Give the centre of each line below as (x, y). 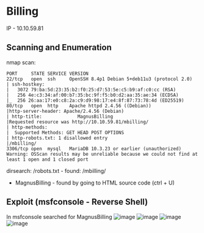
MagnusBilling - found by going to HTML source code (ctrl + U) (95, 183)
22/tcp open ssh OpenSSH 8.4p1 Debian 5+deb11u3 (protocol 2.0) (99, 79)
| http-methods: (27, 127)
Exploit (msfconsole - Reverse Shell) (77, 202)
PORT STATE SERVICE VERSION (47, 74)
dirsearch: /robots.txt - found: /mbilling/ (56, 170)
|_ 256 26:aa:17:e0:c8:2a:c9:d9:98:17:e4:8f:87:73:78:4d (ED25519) (95, 100)
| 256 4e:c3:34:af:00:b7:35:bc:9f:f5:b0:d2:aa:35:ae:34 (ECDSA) (93, 95)
